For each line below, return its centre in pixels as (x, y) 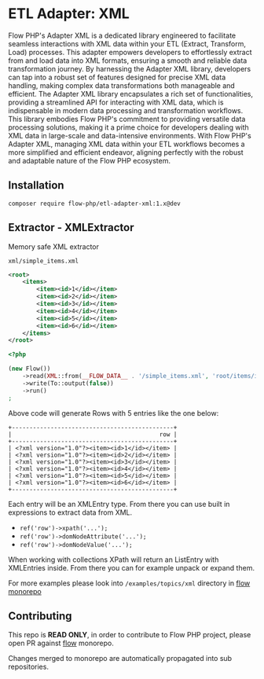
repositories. (29, 667)
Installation (36, 185)
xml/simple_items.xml (44, 261)
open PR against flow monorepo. (61, 643)
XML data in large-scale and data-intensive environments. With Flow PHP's (130, 135)
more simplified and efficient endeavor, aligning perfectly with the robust (126, 152)
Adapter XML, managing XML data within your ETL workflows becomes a (126, 144)
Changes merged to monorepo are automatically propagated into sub (120, 659)
